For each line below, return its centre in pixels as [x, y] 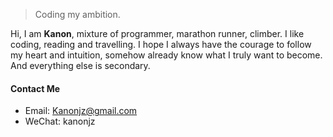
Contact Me [35, 88]
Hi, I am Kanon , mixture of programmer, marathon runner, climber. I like [157, 33]
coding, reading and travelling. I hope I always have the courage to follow [161, 44]
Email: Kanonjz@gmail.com [81, 111]
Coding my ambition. [77, 14]
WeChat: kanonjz [60, 121]
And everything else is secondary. [80, 65]
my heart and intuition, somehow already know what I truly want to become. [166, 55]
